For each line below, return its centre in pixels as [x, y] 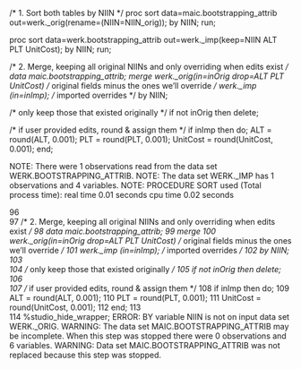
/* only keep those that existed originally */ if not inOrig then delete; [134, 112]
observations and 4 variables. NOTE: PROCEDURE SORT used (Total [135, 185]
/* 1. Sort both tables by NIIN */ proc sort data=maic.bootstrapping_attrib [143, 13]
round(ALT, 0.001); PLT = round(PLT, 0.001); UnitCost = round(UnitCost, [141, 139]
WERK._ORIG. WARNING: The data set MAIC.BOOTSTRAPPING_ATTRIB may [149, 326]
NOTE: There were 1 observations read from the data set [113, 166]
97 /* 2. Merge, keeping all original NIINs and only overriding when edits [142, 222]
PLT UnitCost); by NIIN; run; [60, 49]
